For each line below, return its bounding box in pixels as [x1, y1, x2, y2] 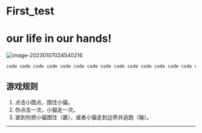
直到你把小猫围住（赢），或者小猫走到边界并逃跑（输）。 [14, 113, 152, 121]
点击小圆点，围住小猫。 [14, 98, 73, 106]
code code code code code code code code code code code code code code [6, 63, 192, 70]
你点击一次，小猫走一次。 [14, 106, 79, 113]
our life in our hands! [6, 32, 112, 46]
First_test [6, 4, 55, 18]
